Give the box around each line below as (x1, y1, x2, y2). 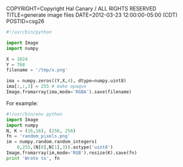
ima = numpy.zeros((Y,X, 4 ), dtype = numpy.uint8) (6, 78, 127, 84)
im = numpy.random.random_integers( (6, 139, 97, 145)
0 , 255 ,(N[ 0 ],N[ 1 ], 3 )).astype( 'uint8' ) (17, 144, 113, 150)
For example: (6, 99, 39, 106)
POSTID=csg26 (6, 18, 45, 24)
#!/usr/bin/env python (6, 111, 63, 117)
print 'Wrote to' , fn (6, 155, 60, 161)
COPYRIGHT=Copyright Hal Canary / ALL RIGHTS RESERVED (6, 5, 157, 12)
